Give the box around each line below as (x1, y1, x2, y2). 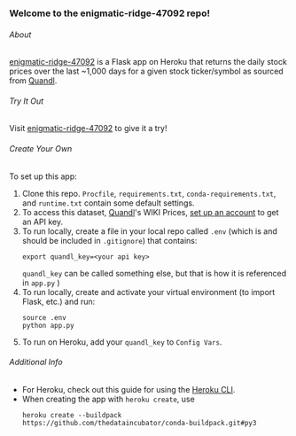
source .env (21, 313, 66, 322)
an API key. (21, 216, 64, 227)
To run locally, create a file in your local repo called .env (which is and (21, 225, 277, 237)
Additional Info (9, 357, 64, 368)
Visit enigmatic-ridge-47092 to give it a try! (9, 123, 167, 134)
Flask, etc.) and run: (21, 296, 96, 307)
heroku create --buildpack (21, 410, 122, 419)
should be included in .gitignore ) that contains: (21, 235, 198, 245)
